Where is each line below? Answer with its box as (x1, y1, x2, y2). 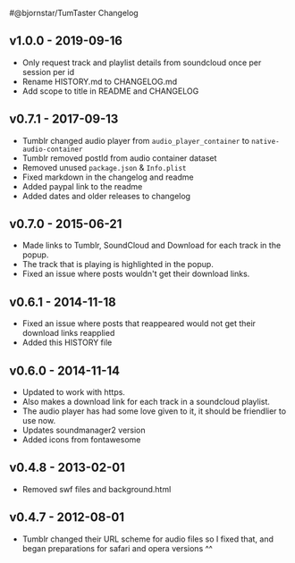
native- (251, 137, 280, 146)
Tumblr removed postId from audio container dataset (21, 152, 217, 164)
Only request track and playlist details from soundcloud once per (21, 57, 262, 68)
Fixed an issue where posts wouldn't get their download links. (21, 268, 250, 280)
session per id (21, 66, 75, 77)
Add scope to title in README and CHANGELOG (21, 85, 199, 97)
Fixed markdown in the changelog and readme (21, 172, 194, 182)
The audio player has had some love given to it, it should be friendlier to (21, 406, 287, 416)
